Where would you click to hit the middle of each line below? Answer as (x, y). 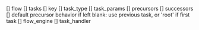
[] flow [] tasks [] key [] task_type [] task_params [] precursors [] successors (100, 9)
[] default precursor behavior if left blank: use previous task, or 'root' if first (98, 15)
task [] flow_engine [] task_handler (48, 21)
